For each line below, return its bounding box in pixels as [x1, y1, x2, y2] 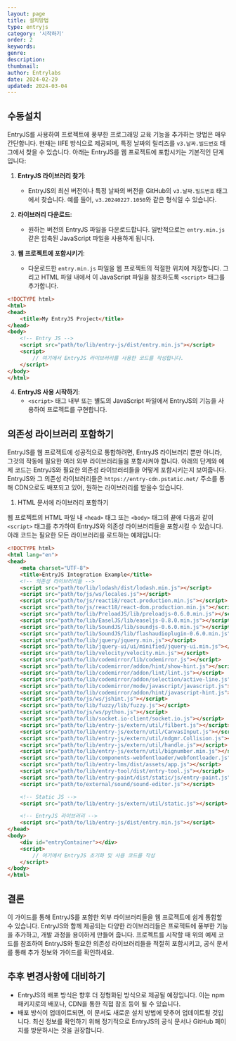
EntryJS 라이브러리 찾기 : [17, 172, 86, 180]
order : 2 [7, 37, 33, 44]
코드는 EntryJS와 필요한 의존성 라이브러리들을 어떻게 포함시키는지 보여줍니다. [14, 466, 227, 474]
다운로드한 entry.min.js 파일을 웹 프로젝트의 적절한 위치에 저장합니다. [27, 264, 222, 273]
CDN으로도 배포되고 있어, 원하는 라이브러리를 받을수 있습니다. [14, 483, 184, 492]
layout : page [7, 10, 46, 18]
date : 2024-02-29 [7, 75, 58, 83]
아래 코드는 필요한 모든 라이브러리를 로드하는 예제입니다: [7, 531, 162, 540]
